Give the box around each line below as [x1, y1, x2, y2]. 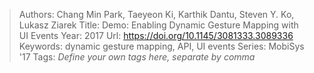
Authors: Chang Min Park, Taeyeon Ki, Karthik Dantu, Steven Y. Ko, [18, 9, 295, 20]
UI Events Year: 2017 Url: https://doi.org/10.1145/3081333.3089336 [18, 30, 294, 41]
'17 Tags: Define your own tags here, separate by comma [18, 51, 256, 63]
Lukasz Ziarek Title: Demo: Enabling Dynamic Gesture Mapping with [18, 19, 299, 31]
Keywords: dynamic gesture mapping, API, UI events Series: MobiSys [18, 40, 305, 52]
